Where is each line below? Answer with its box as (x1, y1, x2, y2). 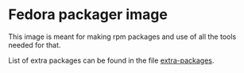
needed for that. (8, 40, 61, 49)
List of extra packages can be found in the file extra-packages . (8, 56, 215, 65)
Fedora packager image (8, 6, 168, 24)
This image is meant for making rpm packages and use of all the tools (8, 32, 237, 41)
